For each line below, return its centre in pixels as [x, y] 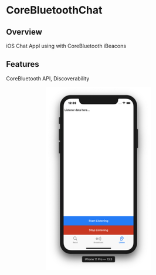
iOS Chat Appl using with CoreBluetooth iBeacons [66, 46]
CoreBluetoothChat [54, 10]
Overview [24, 32]
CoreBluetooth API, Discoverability [48, 78]
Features [23, 64]
